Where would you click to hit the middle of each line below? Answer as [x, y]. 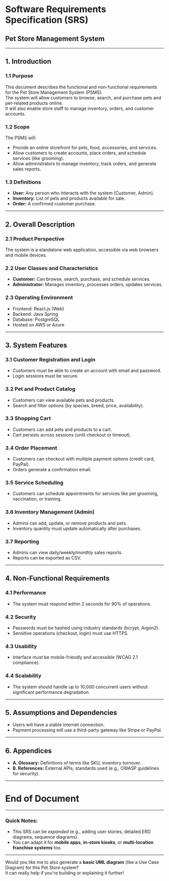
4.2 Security [21, 617]
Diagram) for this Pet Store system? [42, 868]
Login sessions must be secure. [46, 376]
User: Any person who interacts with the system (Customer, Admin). [83, 193]
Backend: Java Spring [35, 314]
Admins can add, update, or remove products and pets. [70, 523]
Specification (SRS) [47, 20]
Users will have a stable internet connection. [58, 725]
